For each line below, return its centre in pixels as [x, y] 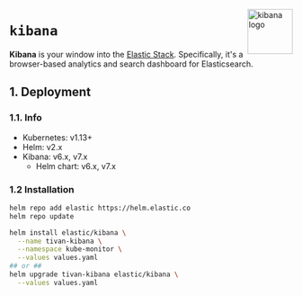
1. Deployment [50, 92]
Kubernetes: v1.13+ [57, 137]
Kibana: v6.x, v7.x [55, 157]
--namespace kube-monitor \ [70, 249]
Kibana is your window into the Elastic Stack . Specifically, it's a [126, 54]
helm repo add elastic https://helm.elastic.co [100, 208]
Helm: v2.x [42, 147]
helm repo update [42, 216]
